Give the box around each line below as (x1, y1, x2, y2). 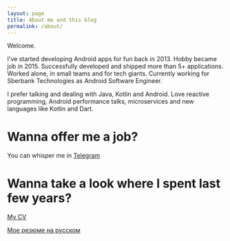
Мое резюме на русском (7, 226, 81, 234)
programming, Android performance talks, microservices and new (7, 97, 194, 106)
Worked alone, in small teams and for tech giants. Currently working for (7, 69, 210, 78)
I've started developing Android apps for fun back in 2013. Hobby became (7, 55, 217, 63)
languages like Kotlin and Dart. (7, 104, 94, 113)
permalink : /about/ (7, 23, 63, 30)
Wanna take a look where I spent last (7, 176, 221, 191)
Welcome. (7, 42, 36, 50)
